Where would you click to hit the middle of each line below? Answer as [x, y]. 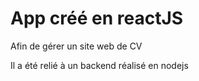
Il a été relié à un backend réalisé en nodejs [99, 65]
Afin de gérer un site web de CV [76, 46]
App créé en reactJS [97, 18]
